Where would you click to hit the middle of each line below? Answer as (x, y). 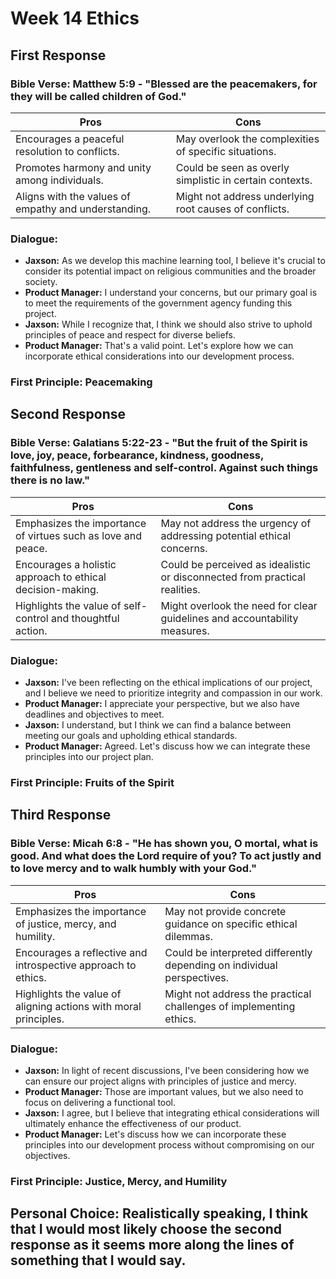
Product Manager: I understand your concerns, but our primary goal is (171, 293)
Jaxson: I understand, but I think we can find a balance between (158, 725)
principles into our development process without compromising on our (169, 1144)
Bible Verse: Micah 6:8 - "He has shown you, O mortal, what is (164, 844)
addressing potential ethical (226, 535)
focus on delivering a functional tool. (100, 1102)
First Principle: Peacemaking (81, 382)
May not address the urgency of (236, 523)
